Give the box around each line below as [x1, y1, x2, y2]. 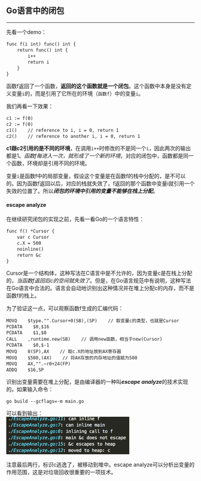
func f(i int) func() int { [6, 41, 77, 47]
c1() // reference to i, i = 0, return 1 [6, 127, 119, 133]
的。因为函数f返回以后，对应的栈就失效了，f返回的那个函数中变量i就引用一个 [6, 179, 195, 187]
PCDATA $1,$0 [6, 330, 47, 336]
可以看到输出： [6, 410, 43, 417]
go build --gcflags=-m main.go [6, 398, 84, 405]
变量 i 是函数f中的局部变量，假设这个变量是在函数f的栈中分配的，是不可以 [6, 172, 186, 179]
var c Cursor [17, 235, 50, 240]
